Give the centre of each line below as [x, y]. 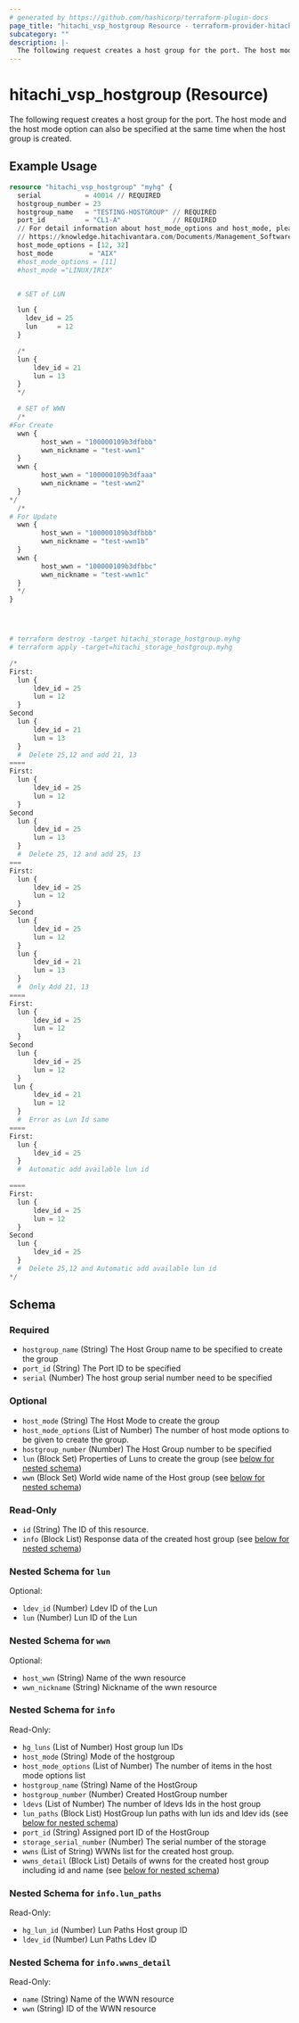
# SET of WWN [41, 409]
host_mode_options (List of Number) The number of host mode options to [155, 1430]
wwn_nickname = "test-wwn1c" [95, 575]
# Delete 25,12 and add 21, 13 [77, 755]
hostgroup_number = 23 [59, 203]
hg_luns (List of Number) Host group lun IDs [103, 1746]
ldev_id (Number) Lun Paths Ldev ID [89, 1940]
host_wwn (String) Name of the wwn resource [104, 1678]
